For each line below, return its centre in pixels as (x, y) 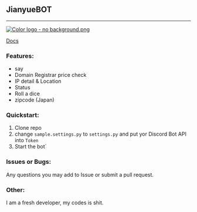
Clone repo (28, 128)
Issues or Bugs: (29, 162)
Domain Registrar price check (50, 75)
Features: (20, 56)
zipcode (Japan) (34, 100)
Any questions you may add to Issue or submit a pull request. (80, 174)
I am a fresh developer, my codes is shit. (55, 203)
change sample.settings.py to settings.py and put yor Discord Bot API (100, 134)
